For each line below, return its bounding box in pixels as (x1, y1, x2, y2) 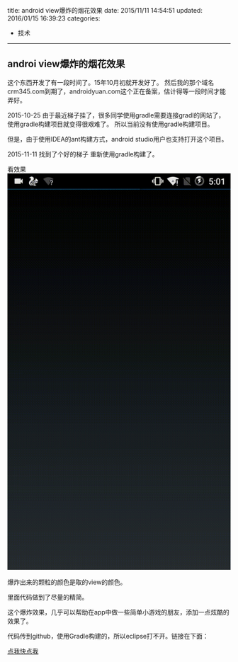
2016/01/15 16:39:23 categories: (7, 14, 101, 23)
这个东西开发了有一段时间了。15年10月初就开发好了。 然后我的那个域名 (7, 78, 215, 86)
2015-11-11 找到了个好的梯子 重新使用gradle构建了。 (7, 149, 159, 158)
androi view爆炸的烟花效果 (7, 58, 125, 70)
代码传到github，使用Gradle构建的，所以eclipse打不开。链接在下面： (7, 632, 209, 640)
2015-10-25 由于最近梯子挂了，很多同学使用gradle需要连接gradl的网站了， (7, 110, 225, 119)
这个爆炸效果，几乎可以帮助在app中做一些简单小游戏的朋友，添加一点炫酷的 (7, 607, 230, 616)
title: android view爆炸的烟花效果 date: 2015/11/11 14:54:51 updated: (7, 6, 203, 14)
